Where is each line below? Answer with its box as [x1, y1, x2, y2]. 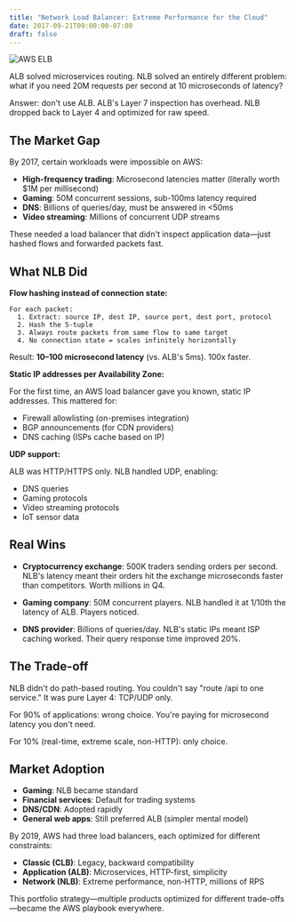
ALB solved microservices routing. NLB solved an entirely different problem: [9, 71, 287, 82]
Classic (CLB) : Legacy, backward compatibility [21, 857, 195, 868]
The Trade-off [9, 659, 89, 674]
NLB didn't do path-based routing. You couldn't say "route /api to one [9, 682, 264, 694]
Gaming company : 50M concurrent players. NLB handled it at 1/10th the [21, 597, 286, 607]
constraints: [9, 840, 53, 851]
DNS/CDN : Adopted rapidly [21, 804, 123, 814]
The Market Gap [9, 132, 100, 148]
